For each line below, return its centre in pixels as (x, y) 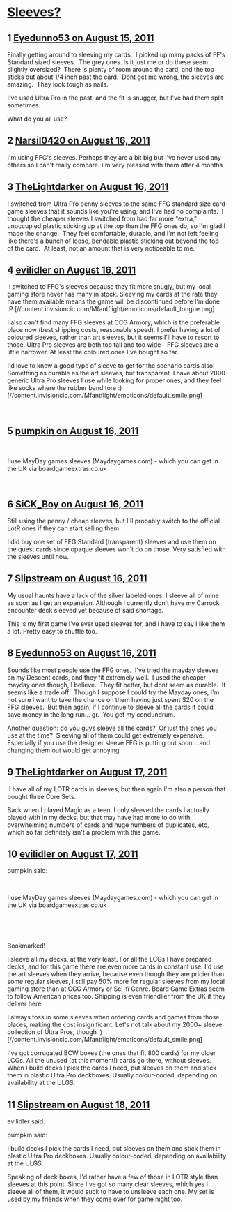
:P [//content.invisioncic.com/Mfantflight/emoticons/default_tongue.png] (111, 309)
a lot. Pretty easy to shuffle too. (52, 631)
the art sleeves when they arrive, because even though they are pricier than (116, 974)
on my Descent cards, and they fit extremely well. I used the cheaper (107, 677)
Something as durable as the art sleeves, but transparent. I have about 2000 (116, 373)
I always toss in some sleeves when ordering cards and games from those (113, 1017)
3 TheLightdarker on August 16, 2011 (88, 187)
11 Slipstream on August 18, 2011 (79, 1104)
